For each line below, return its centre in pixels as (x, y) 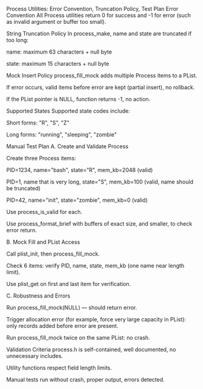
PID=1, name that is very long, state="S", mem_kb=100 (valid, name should (100, 182)
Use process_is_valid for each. (44, 212)
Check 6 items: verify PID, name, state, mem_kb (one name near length (95, 266)
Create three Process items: (41, 158)
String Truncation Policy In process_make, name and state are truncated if (99, 34)
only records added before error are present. (62, 326)
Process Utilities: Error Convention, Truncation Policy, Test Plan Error (92, 9)
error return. (22, 230)
